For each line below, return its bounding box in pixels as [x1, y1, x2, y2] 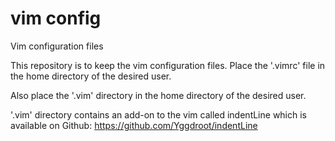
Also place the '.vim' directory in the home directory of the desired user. [10, 89, 307, 101]
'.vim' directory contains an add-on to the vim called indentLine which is [10, 108, 308, 121]
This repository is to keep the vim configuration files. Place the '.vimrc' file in [10, 59, 326, 71]
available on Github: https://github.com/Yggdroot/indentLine [10, 119, 258, 131]
